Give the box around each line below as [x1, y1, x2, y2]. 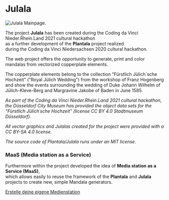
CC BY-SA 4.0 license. [5, 128, 52, 135]
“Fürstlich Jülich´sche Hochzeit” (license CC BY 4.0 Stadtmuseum [5, 108, 143, 114]
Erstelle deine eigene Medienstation [5, 189, 80, 195]
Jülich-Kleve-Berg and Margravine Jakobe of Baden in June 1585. [5, 87, 143, 93]
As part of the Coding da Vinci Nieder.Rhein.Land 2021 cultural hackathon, [5, 97, 162, 103]
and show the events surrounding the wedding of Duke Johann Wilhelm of [5, 82, 161, 88]
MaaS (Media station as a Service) [5, 151, 91, 158]
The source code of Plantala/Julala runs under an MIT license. [5, 138, 136, 145]
